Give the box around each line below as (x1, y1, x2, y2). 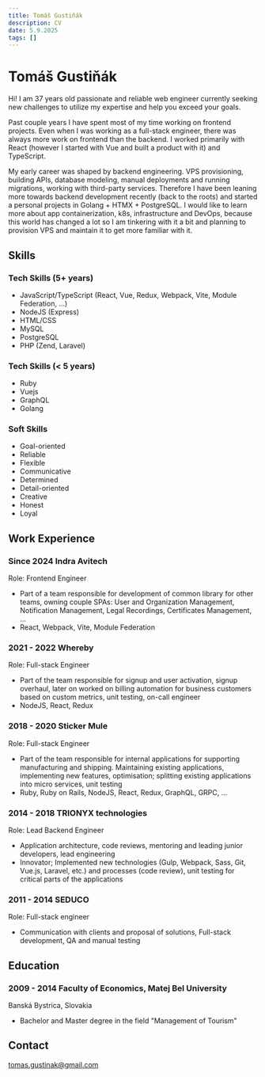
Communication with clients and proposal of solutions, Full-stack (19, 927, 232, 937)
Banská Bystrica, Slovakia (8, 1001, 93, 1010)
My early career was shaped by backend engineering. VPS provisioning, (8, 167, 244, 177)
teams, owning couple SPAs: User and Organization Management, (19, 597, 235, 607)
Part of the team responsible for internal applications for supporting (19, 754, 240, 763)
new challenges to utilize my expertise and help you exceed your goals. (8, 102, 241, 112)
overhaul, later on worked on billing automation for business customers (19, 684, 252, 694)
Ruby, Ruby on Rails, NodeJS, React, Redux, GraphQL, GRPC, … (19, 787, 228, 797)
